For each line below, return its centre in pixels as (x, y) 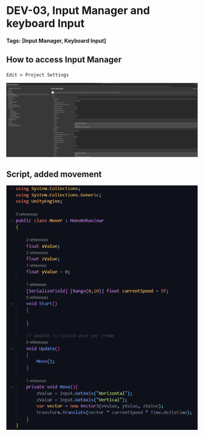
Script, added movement (54, 174)
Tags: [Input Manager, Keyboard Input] (56, 41)
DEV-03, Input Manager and (78, 11)
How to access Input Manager (64, 60)
